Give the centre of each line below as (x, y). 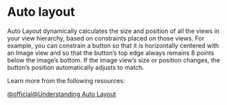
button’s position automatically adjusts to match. (76, 67)
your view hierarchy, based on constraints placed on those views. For (106, 38)
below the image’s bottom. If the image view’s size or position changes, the (114, 60)
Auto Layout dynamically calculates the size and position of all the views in (113, 31)
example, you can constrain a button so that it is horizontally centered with (113, 45)
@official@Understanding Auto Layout (62, 94)
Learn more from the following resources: (66, 80)
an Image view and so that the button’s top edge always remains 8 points (111, 53)
